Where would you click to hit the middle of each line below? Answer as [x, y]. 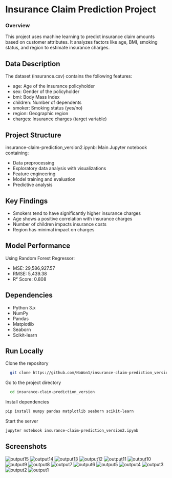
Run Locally [24, 351]
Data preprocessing [34, 163]
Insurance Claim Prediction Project [81, 10]
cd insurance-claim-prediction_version [52, 392]
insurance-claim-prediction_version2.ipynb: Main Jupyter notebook [76, 148]
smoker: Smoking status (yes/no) [48, 108]
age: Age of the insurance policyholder [54, 86]
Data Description [33, 63]
